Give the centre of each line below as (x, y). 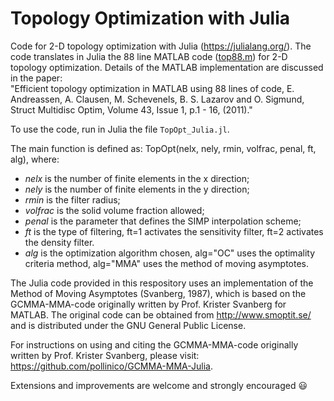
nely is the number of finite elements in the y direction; (137, 189)
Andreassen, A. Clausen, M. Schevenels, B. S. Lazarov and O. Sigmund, (157, 99)
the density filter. (59, 242)
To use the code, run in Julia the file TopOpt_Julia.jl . (120, 129)
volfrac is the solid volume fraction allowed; (114, 210)
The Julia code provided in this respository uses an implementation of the (162, 283)
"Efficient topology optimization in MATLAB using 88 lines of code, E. (152, 88)
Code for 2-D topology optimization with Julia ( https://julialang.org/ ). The (161, 46)
